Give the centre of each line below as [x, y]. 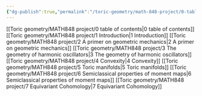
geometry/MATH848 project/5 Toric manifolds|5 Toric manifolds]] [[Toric [96, 67]
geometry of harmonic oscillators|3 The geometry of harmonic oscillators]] [99, 54]
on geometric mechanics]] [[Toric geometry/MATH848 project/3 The [91, 48]
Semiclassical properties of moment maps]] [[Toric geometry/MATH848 [95, 80]
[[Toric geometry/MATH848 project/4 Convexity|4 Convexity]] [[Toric [92, 61]
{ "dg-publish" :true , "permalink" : [48, 12]
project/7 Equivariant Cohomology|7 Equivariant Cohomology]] [84, 86]
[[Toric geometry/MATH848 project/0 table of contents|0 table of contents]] [100, 29]
